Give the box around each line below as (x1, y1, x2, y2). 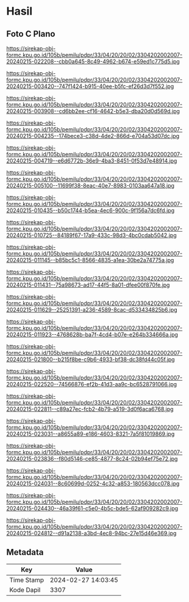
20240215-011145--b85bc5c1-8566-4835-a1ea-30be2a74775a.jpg (6, 257, 174, 263)
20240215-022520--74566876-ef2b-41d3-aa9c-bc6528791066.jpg (6, 381, 177, 387)
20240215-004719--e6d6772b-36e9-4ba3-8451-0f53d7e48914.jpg (6, 157, 177, 164)
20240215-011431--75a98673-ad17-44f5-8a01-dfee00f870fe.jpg (6, 281, 170, 288)
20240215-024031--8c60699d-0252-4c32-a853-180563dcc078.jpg (6, 480, 180, 487)
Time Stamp (9, 576, 45, 584)
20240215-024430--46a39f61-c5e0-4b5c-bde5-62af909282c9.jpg (6, 505, 179, 512)
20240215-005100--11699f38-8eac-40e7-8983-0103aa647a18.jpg (6, 182, 175, 189)
